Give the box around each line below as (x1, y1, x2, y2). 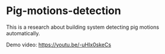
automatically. (6, 29, 40, 36)
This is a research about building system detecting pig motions (6, 23, 160, 31)
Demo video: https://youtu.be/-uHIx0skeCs (6, 41, 111, 48)
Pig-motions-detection (6, 4, 121, 18)
